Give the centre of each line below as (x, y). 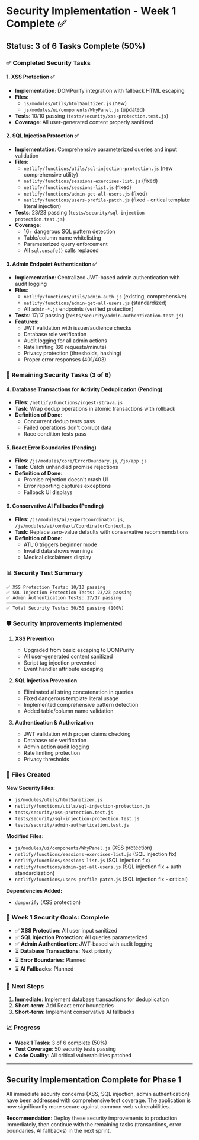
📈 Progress (23, 1028)
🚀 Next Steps (25, 986)
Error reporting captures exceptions (67, 486)
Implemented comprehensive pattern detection (81, 705)
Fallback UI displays (48, 492)
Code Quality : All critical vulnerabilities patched (73, 1056)
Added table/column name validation (68, 711)
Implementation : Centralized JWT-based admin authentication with (97, 278)
